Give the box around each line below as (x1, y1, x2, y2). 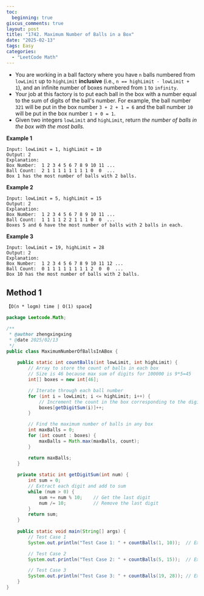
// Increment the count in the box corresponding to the (38, 399, 186, 405)
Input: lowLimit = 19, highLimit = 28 (6, 244, 104, 250)
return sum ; (28, 511, 59, 517)
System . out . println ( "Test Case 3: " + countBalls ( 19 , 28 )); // (28, 573, 192, 579)
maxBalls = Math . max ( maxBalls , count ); (38, 438, 140, 444)
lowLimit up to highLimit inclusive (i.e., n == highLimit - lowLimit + (15, 77, 190, 85)
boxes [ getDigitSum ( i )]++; (38, 404, 104, 411)
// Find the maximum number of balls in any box (28, 421, 154, 427)
